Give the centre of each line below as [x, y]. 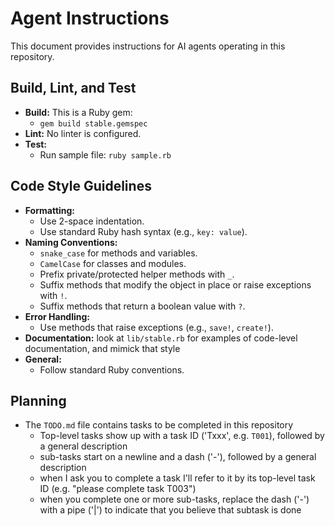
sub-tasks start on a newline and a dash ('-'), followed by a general [178, 457]
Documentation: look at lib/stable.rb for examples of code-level [161, 338]
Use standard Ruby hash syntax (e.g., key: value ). [143, 231]
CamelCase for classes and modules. [113, 263]
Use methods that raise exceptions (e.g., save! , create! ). [156, 327]
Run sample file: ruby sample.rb [105, 154]
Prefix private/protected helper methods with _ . [137, 274]
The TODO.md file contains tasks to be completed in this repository [159, 425]
